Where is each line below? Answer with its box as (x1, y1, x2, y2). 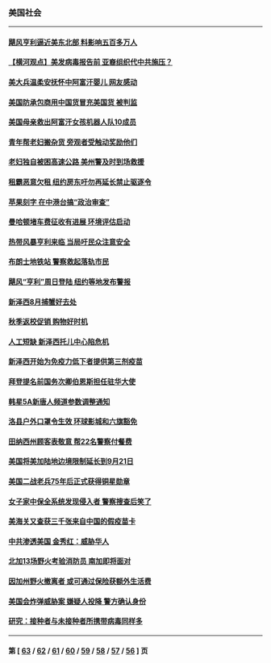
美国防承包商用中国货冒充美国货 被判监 (8, 97, 138, 106)
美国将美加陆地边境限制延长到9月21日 (8, 457, 134, 466)
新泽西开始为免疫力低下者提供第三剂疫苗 (8, 357, 143, 366)
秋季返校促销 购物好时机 (8, 317, 89, 327)
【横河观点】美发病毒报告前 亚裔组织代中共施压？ (8, 57, 173, 67)
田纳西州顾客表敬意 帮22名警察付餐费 (8, 436, 132, 446)
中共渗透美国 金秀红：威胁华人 (8, 536, 110, 546)
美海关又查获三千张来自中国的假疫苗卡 (8, 516, 135, 526)
